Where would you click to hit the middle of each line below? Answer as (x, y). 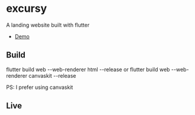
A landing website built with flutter (48, 25)
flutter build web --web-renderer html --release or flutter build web (88, 69)
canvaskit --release (52, 75)
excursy (27, 9)
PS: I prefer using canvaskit (40, 87)
